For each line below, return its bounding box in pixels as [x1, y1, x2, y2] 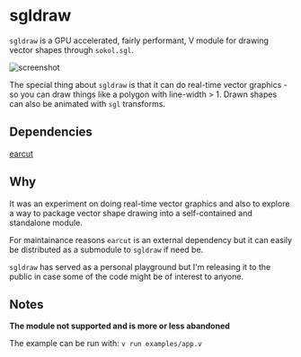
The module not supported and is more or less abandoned [9, 320, 231, 332]
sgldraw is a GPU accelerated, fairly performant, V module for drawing [9, 35, 270, 46]
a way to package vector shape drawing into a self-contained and [9, 207, 253, 218]
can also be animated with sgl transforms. [9, 98, 166, 109]
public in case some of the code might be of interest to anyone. [9, 271, 244, 282]
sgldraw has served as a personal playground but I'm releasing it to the [9, 261, 271, 272]
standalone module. [9, 217, 83, 228]
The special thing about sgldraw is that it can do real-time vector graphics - [9, 79, 288, 90]
